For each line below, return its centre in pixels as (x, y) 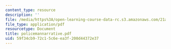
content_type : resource (31, 10)
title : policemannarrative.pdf (38, 34)
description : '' (22, 15)
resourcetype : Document (31, 29)
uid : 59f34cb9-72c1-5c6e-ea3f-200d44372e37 (52, 39)
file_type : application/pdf (35, 24)
